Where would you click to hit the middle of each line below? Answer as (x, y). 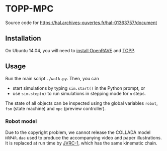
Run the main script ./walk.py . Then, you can (52, 78)
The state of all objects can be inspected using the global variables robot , (81, 103)
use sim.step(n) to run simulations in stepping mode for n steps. (79, 93)
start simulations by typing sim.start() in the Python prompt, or (79, 88)
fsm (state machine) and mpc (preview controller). (56, 108)
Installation (23, 38)
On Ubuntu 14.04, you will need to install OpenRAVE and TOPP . (70, 50)
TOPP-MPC (29, 9)
